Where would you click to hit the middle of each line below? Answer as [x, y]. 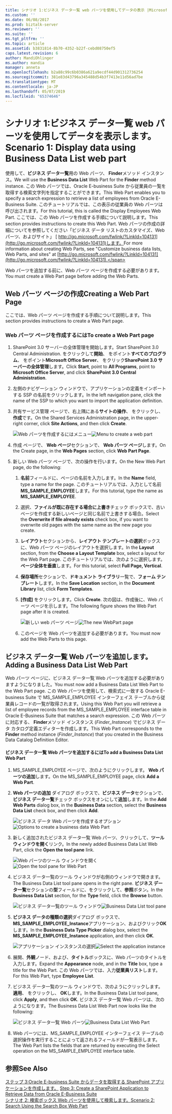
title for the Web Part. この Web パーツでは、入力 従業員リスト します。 [86, 970]
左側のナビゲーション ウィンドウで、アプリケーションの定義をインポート [89, 389]
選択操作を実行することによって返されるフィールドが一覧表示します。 [86, 1040]
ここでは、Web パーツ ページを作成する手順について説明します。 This [78, 315]
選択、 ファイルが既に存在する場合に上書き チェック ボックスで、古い [93, 507]
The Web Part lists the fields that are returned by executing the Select [86, 1046]
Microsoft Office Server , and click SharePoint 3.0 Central [74, 372]
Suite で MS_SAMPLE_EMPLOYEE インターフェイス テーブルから [93, 698]
